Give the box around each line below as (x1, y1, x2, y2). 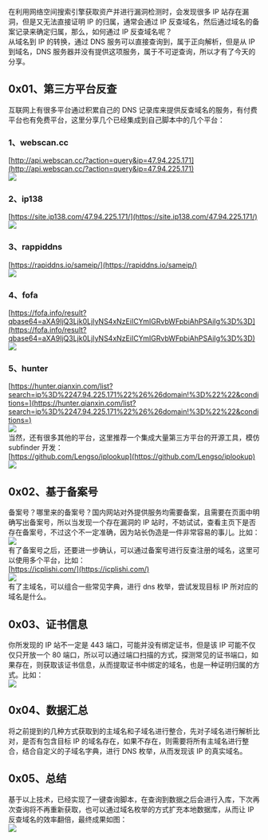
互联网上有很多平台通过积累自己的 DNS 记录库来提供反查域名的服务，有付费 (8, 105, 258, 114)
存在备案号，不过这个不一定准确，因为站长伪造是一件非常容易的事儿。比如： (8, 527, 260, 537)
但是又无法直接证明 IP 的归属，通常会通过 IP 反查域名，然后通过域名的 (22, 17, 253, 26)
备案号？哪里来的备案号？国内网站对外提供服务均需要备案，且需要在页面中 (8, 507, 253, 517)
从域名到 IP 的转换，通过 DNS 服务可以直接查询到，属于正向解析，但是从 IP (8, 37, 255, 46)
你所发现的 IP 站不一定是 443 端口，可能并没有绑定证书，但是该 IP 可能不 (8, 640, 249, 649)
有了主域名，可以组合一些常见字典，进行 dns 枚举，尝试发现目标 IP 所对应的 (8, 582, 258, 592)
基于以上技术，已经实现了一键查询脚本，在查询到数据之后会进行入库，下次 (8, 795, 253, 804)
